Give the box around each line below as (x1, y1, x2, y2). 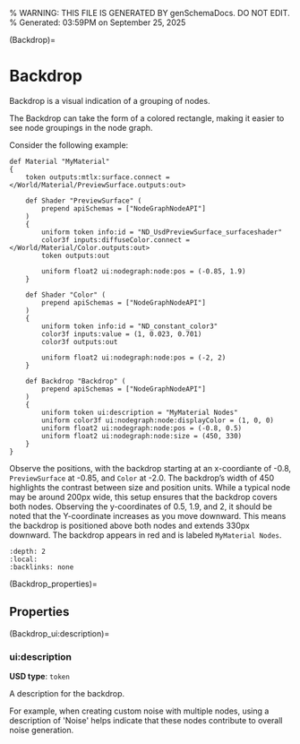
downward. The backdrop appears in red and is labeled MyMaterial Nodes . (9, 529, 282, 541)
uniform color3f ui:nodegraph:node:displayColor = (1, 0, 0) (41, 416, 275, 425)
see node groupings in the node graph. (9, 122, 153, 133)
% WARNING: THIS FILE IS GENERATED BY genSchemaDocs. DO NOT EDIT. (9, 8, 290, 18)
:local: (9, 555, 39, 564)
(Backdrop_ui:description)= (9, 627, 110, 639)
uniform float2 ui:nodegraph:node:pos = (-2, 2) (41, 353, 227, 362)
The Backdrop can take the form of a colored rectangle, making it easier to (9, 112, 285, 124)
